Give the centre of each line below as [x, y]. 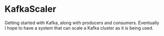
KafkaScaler [31, 9]
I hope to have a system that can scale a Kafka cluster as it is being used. [79, 28]
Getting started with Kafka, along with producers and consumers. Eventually [82, 23]
